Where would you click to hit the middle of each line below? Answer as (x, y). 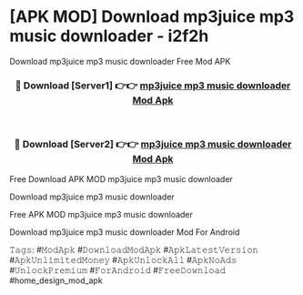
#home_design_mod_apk (56, 280)
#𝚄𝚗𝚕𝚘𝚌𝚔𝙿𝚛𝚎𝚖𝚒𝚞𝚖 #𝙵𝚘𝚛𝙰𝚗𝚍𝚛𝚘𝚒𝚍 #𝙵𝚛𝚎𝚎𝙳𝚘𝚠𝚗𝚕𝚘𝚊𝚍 (117, 270)
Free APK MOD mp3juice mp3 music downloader (101, 214)
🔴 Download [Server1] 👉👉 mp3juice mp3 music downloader (153, 86)
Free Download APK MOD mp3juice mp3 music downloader (121, 178)
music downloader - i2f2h (109, 36)
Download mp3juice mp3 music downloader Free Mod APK (120, 61)
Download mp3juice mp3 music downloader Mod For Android (125, 232)
